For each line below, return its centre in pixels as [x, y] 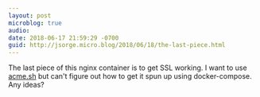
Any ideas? [27, 85]
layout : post [30, 16]
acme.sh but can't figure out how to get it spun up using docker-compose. [130, 76]
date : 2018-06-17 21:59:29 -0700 [64, 38]
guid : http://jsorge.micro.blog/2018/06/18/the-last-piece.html [117, 45]
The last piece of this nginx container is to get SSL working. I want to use [128, 68]
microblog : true [35, 23]
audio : [19, 30]
